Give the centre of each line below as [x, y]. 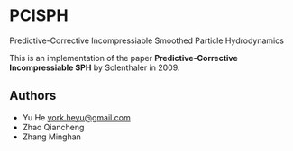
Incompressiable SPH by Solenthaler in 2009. [95, 67]
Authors [33, 96]
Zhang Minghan [51, 137]
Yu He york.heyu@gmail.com [76, 117]
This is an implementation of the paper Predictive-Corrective [124, 58]
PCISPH [39, 16]
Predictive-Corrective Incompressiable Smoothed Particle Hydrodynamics [146, 40]
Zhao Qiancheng [53, 127]
